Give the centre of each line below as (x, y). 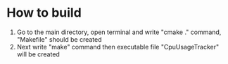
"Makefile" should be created (59, 39)
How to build (44, 13)
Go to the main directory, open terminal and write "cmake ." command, (119, 32)
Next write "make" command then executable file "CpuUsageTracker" (118, 47)
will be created (38, 54)
